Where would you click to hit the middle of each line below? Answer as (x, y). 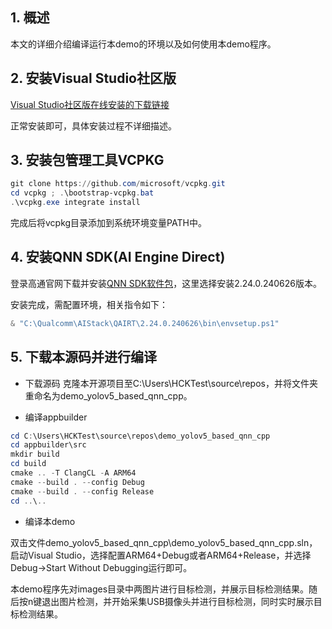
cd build (28, 464)
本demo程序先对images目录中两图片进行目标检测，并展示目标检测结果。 (160, 589)
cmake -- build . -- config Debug (77, 482)
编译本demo (50, 521)
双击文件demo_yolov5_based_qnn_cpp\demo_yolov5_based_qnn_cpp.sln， (164, 542)
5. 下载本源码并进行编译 (83, 357)
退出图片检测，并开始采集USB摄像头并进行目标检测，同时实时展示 (177, 601)
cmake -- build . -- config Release (82, 491)
